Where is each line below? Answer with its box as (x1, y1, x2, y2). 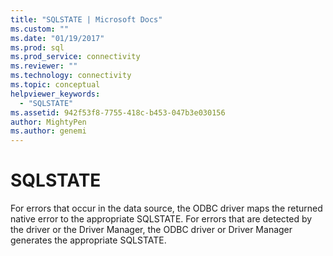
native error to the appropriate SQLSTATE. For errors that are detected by (10, 213, 313, 225)
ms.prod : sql (10, 42, 65, 53)
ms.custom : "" (10, 24, 70, 34)
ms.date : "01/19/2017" (10, 33, 105, 43)
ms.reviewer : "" (10, 61, 78, 71)
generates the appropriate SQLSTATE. (10, 234, 167, 246)
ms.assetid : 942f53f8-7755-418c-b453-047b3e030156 (10, 107, 226, 118)
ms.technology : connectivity (10, 71, 132, 81)
